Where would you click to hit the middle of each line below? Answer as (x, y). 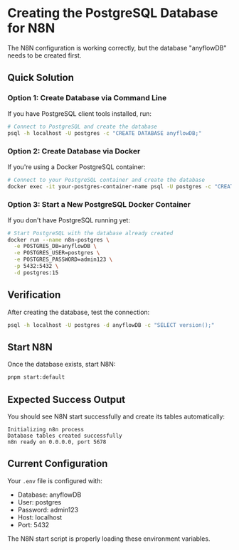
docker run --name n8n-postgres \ (59, 239)
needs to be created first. (44, 55)
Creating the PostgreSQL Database (113, 13)
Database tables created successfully (65, 436)
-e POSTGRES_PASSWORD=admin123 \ (63, 260)
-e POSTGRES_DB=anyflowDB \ (55, 247)
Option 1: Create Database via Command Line (87, 98)
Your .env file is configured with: (55, 480)
